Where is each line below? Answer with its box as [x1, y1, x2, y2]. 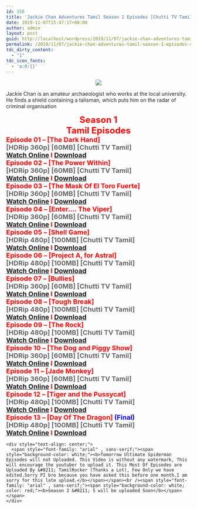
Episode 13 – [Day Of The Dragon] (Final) [6, 413, 135, 422]
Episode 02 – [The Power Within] [6, 159, 111, 168]
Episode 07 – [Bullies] [6, 274, 75, 283]
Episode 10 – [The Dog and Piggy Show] [6, 344, 133, 353]
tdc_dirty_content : [6, 47, 54, 53]
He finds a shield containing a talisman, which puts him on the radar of [6, 96, 176, 103]
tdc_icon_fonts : [6, 58, 46, 63]
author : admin [6, 25, 41, 31]
